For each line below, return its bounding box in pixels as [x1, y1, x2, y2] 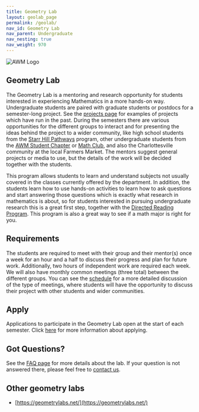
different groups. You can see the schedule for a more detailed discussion [6, 275, 187, 282]
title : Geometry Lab [6, 8, 58, 15]
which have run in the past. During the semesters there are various [6, 117, 169, 124]
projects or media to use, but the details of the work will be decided [6, 154, 172, 161]
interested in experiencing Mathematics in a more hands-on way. [6, 98, 165, 105]
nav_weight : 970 [6, 42, 46, 48]
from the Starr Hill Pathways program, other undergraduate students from [6, 135, 187, 143]
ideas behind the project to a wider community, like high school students [6, 129, 184, 136]
